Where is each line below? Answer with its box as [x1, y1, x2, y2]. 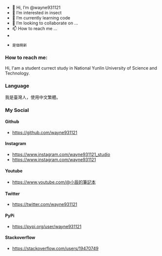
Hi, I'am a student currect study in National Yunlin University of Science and [5, 65, 157, 71]
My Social [5, 107, 29, 113]
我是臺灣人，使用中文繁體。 [5, 94, 61, 100]
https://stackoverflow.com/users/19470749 [12, 245, 99, 251]
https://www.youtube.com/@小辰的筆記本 [12, 179, 96, 185]
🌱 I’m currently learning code [12, 15, 71, 20]
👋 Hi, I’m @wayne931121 [12, 5, 61, 10]
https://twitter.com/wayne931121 [12, 201, 77, 207]
